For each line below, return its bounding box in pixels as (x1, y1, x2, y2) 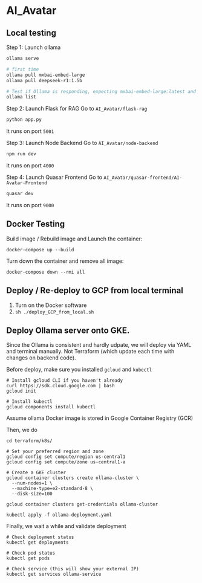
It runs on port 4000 (6, 162, 54, 169)
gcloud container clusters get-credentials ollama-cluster (6, 501, 158, 507)
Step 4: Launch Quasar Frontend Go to (6, 173, 103, 181)
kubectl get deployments (6, 540, 69, 546)
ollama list (6, 94, 36, 100)
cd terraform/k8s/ (6, 438, 53, 444)
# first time (6, 66, 39, 72)
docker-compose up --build (6, 246, 74, 253)
